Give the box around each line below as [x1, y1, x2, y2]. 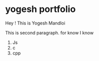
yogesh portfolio [5, 3, 76, 15]
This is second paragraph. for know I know [5, 29, 94, 35]
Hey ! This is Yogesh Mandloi [5, 20, 65, 26]
